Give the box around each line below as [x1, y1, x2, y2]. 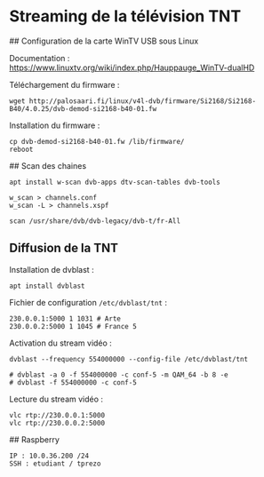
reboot [9, 145, 34, 154]
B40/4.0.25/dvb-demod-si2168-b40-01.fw [9, 104, 157, 113]
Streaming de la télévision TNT [9, 6, 242, 27]
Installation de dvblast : [9, 264, 95, 274]
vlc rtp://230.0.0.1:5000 [9, 410, 105, 419]
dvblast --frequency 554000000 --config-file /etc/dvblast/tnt [9, 354, 249, 363]
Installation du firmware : [9, 120, 100, 131]
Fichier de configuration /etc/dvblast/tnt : [9, 297, 167, 307]
